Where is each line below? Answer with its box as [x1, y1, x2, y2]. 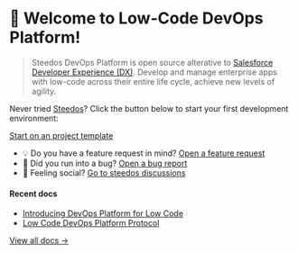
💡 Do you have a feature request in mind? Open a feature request [22, 148, 265, 159]
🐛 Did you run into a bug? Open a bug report [22, 158, 188, 168]
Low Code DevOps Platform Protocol [22, 218, 160, 229]
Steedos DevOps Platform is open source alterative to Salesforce [31, 57, 274, 68]
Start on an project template [9, 130, 114, 141]
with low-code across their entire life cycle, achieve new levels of [31, 76, 275, 86]
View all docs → [9, 235, 70, 246]
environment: [9, 113, 59, 123]
